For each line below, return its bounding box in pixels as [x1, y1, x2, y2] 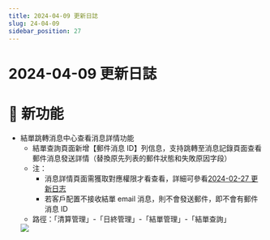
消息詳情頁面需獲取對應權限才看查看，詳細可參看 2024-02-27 [44, 174, 250, 183]
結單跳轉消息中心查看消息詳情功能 [19, 133, 135, 143]
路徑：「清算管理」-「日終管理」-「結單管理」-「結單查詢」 [32, 214, 231, 224]
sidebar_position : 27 [8, 27, 82, 35]
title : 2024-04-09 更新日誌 [8, 11, 99, 20]
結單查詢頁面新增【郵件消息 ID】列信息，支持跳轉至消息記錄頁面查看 [32, 143, 262, 152]
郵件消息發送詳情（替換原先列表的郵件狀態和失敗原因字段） [32, 153, 232, 163]
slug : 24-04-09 [8, 19, 60, 28]
